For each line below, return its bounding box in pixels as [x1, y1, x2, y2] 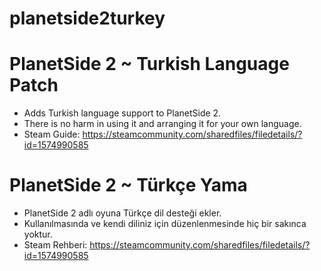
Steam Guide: [23, 128, 81, 141]
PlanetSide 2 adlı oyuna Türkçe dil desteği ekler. [23, 207, 222, 219]
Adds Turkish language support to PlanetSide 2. [23, 107, 222, 119]
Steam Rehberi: [23, 239, 88, 251]
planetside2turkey [9, 7, 166, 30]
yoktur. [23, 228, 53, 241]
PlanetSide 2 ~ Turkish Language [9, 53, 290, 76]
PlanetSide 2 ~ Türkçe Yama [9, 174, 248, 197]
